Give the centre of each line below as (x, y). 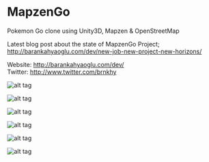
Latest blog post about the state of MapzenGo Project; (83, 44)
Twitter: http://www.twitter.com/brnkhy (62, 72)
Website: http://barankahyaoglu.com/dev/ (66, 64)
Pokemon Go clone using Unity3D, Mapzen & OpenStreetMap (93, 31)
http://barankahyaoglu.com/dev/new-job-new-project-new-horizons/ (104, 51)
